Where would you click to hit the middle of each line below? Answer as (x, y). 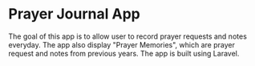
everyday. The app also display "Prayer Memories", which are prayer (121, 44)
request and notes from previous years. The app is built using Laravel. (124, 53)
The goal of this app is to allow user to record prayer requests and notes (127, 36)
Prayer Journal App (74, 14)
